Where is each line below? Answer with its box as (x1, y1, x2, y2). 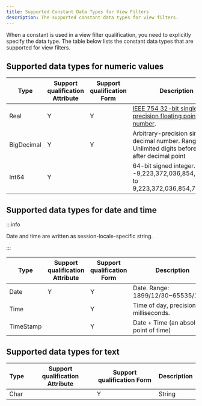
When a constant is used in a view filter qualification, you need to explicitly (6, 31, 191, 38)
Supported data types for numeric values (6, 61, 164, 71)
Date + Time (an (133, 319, 179, 327)
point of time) (133, 326, 171, 335)
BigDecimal (9, 141, 41, 149)
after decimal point (132, 152, 186, 160)
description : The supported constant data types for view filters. (6, 14, 179, 21)
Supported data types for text (6, 346, 120, 357)
